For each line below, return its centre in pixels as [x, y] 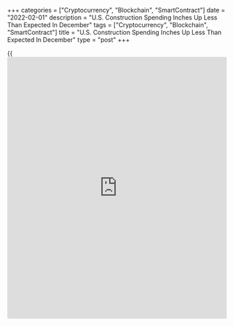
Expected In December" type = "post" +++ [69, 40]
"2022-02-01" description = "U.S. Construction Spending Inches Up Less [112, 17]
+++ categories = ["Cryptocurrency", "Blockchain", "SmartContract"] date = [116, 10]
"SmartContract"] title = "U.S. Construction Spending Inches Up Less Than [114, 32]
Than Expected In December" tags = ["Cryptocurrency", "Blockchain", [108, 25]
